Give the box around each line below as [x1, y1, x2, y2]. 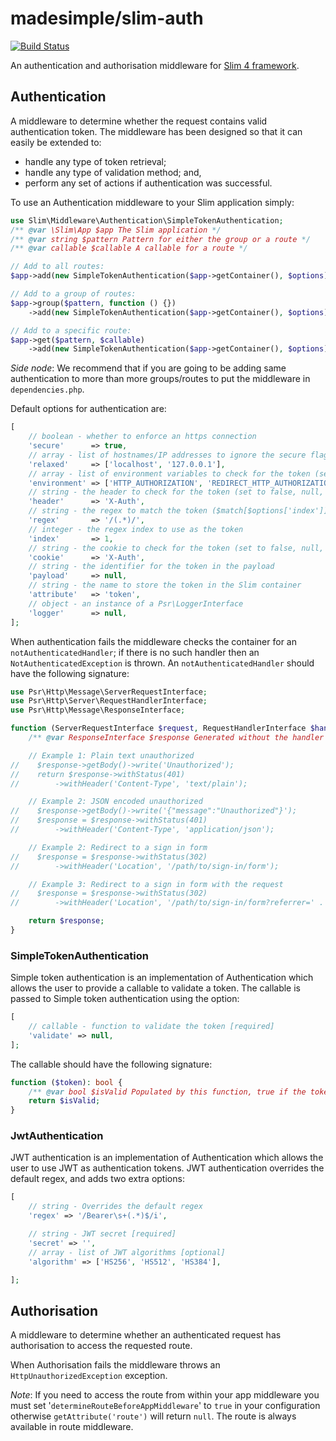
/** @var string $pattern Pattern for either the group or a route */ [10, 234, 311, 244]
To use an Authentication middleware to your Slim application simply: [10, 196, 295, 208]
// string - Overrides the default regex [28, 1202, 203, 1212]
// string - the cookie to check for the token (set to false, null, [28, 543, 325, 553]
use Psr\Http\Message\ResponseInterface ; [10, 705, 186, 716]
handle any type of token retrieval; [24, 155, 167, 167]
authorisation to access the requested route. [10, 1340, 193, 1352]
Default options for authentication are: [10, 403, 167, 415]
